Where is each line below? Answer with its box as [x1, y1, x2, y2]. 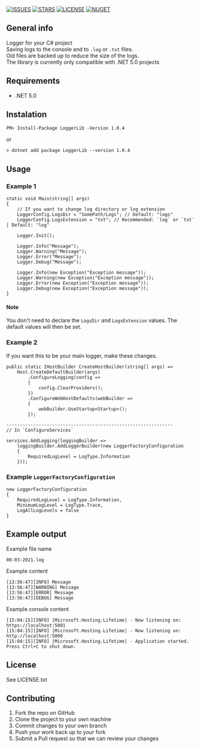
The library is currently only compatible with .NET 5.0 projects [6, 58, 160, 66]
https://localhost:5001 [6, 622, 66, 629]
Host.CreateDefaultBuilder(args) [17, 369, 101, 375]
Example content [6, 567, 48, 574]
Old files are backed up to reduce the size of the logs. [6, 52, 139, 59]
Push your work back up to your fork [14, 729, 106, 736]
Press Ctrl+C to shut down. [6, 643, 77, 650]
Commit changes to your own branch [14, 722, 107, 729]
